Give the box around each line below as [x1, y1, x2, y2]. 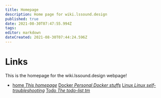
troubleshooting [12, 87, 45, 93]
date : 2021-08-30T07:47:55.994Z [5, 21, 72, 26]
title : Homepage [5, 7, 39, 12]
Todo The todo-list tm [46, 87, 90, 93]
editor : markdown [5, 30, 41, 35]
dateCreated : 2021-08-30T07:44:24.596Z [5, 35, 88, 40]
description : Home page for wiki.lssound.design [5, 12, 107, 17]
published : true [5, 16, 39, 21]
